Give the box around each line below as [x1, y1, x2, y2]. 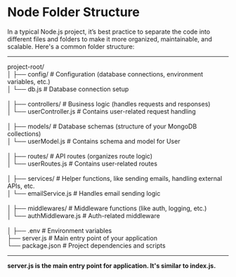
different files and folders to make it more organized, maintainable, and [7, 34, 212, 43]
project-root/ [7, 62, 44, 71]
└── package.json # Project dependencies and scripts [7, 241, 166, 250]
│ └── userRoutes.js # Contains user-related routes [7, 159, 158, 168]
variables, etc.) [7, 77, 51, 86]
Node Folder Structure [7, 4, 140, 20]
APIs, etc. [7, 182, 35, 190]
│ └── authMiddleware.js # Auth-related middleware [7, 211, 160, 219]
